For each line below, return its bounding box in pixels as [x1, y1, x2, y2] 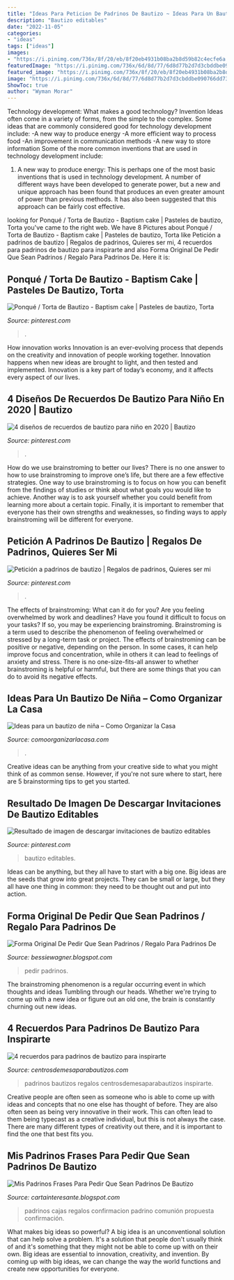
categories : [7, 29, 42, 37]
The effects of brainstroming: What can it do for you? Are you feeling [7, 605, 205, 614]
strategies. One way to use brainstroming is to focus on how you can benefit [7, 478, 226, 486]
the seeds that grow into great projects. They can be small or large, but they [7, 875, 225, 883]
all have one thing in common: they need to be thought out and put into [7, 883, 211, 891]
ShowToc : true [7, 82, 49, 89]
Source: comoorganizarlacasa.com [7, 735, 109, 744]
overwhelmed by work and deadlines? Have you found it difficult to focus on [7, 612, 226, 621]
